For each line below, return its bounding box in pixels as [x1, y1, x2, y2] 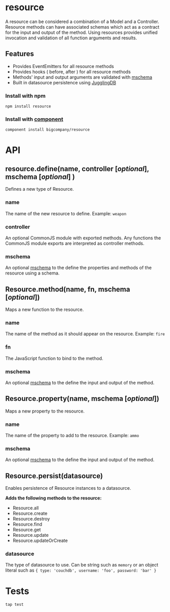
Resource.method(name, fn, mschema [5, 285, 130, 293]
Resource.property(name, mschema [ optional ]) [5, 394, 159, 403]
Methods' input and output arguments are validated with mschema [12, 74, 153, 80]
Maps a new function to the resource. [5, 306, 84, 313]
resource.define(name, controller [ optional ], [5, 164, 149, 173]
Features [5, 50, 34, 58]
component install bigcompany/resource [5, 127, 90, 132]
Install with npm [5, 92, 46, 99]
